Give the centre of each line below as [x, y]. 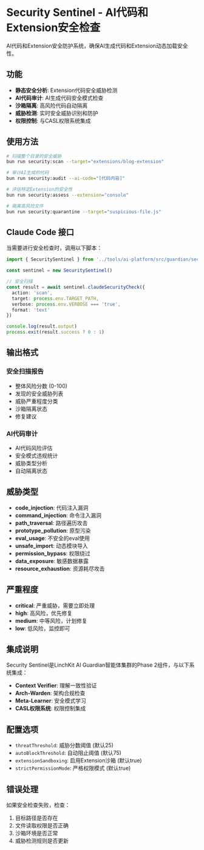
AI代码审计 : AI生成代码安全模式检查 [59, 97]
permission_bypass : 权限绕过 [53, 553]
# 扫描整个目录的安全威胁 [34, 156]
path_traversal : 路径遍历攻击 [51, 523]
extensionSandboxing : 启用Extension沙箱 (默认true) [78, 760]
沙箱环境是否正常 [36, 833]
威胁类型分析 [31, 463]
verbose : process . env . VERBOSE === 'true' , [66, 304]
